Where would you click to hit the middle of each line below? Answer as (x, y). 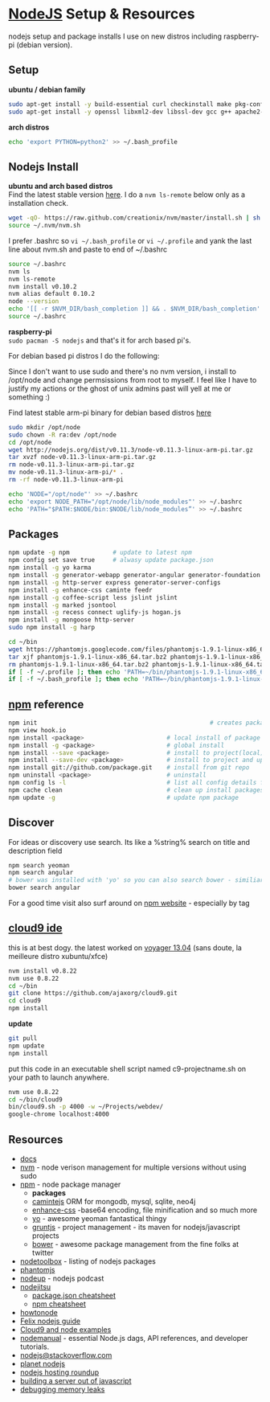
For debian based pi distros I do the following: (84, 355)
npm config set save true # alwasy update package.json (111, 560)
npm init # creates (125, 723)
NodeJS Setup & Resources (102, 14)
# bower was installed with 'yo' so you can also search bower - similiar (136, 880)
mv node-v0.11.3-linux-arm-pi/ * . (66, 472)
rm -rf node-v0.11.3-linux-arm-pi (66, 480)
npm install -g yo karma (50, 568)
